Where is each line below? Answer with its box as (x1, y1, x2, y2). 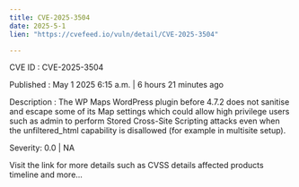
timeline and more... (9, 169, 84, 180)
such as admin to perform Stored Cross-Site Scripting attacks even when (9, 115, 280, 126)
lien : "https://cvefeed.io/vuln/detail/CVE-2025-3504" (9, 30, 219, 38)
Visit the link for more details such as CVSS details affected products (9, 160, 264, 171)
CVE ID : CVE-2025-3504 (9, 62, 104, 72)
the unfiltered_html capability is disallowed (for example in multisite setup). (9, 125, 286, 136)
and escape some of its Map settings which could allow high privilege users (9, 106, 290, 117)
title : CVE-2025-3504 (9, 13, 91, 22)
